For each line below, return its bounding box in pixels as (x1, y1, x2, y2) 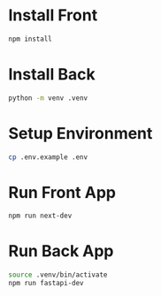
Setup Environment (8, 123, 153, 143)
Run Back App (8, 241, 114, 262)
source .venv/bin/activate (8, 270, 108, 279)
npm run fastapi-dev (8, 279, 85, 288)
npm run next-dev (8, 211, 73, 221)
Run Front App (8, 182, 117, 202)
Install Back (8, 65, 96, 84)
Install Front (8, 5, 98, 26)
